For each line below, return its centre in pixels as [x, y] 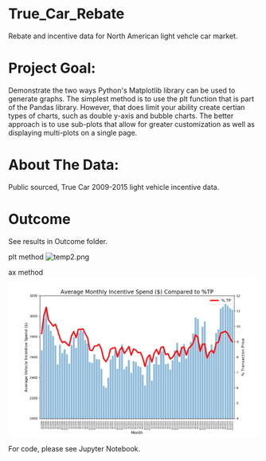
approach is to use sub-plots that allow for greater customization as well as [131, 124]
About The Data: [64, 165]
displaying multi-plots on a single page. [73, 132]
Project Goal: [52, 68]
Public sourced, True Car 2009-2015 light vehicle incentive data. [114, 187]
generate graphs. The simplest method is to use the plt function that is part [131, 99]
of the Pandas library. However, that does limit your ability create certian [127, 107]
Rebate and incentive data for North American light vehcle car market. [123, 36]
